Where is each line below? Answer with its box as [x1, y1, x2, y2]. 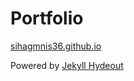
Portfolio [10, 7, 84, 30]
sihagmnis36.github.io [10, 40, 102, 52]
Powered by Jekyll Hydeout [10, 59, 124, 71]
